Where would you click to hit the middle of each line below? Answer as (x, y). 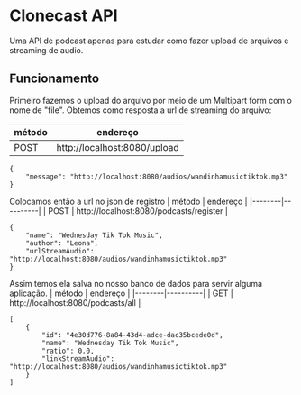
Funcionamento (55, 79)
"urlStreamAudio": (60, 251)
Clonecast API (64, 16)
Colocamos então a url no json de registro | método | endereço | (128, 201)
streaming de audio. (46, 50)
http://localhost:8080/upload (118, 147)
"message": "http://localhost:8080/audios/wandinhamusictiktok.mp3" (157, 177)
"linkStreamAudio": (78, 358)
